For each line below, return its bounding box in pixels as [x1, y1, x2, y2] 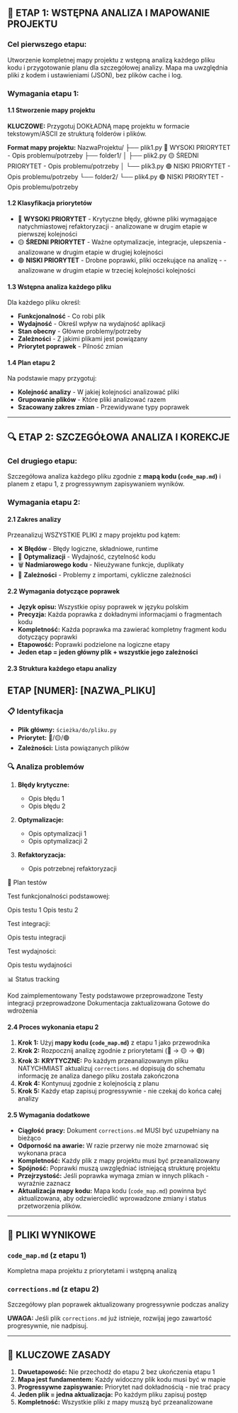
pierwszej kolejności [17, 230, 78, 239]
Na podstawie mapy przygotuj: [7, 374, 97, 383]
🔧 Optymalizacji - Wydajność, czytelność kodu [17, 552, 156, 561]
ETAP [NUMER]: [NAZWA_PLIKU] [7, 684, 156, 697]
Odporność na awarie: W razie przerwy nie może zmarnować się [17, 1141, 209, 1150]
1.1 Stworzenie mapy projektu [7, 106, 96, 114]
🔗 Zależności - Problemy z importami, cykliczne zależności [17, 571, 191, 579]
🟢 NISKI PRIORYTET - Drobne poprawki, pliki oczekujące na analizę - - [17, 256, 227, 265]
